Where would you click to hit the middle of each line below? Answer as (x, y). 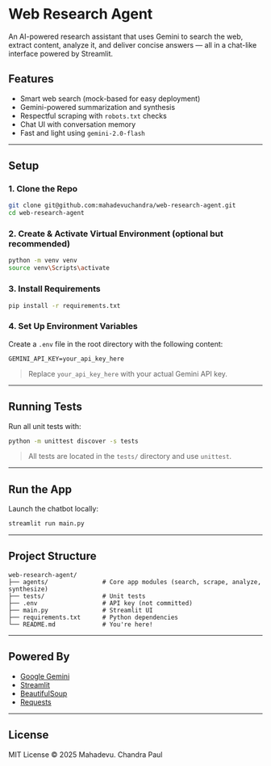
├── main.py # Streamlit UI (81, 610)
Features (31, 79)
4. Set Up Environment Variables (73, 326)
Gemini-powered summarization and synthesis (98, 107)
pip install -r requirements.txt (65, 305)
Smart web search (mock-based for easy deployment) (110, 99)
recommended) (40, 244)
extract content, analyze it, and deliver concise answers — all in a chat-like (133, 44)
